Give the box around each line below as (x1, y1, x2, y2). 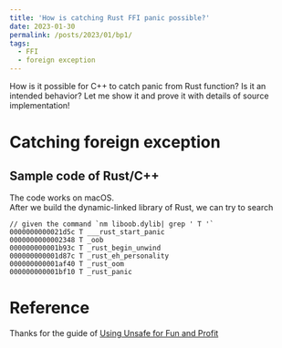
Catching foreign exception (9, 132, 221, 153)
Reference (9, 298, 89, 319)
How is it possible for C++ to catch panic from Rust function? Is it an (9, 81, 266, 91)
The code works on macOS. (9, 192, 115, 203)
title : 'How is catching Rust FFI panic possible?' (9, 13, 210, 23)
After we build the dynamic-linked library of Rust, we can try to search (9, 202, 274, 212)
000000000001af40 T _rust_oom (9, 260, 125, 269)
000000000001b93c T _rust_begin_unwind (9, 243, 162, 252)
